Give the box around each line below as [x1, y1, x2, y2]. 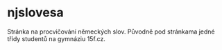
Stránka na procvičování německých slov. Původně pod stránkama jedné [7, 27, 215, 36]
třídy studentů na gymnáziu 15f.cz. [7, 34, 106, 42]
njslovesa [7, 5, 64, 21]
